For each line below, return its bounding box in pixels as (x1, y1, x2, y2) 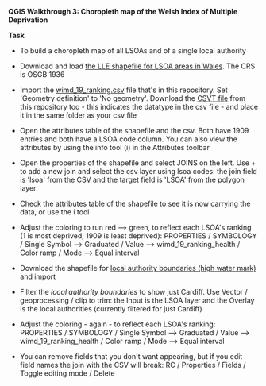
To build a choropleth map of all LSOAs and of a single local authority (19, 46, 246, 55)
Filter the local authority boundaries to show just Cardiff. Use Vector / (19, 288, 248, 296)
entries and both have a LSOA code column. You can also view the (19, 134, 238, 144)
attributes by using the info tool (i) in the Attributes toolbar (19, 143, 210, 152)
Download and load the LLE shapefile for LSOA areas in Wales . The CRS (19, 61, 256, 71)
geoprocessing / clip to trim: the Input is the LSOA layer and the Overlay (19, 295, 255, 305)
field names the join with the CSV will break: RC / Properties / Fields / (19, 361, 246, 369)
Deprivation (8, 15, 48, 25)
